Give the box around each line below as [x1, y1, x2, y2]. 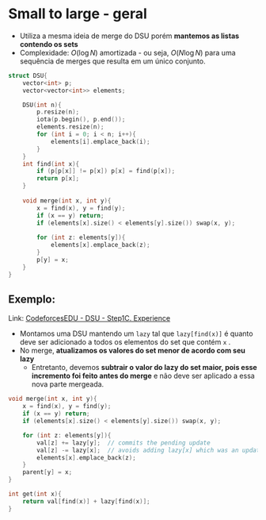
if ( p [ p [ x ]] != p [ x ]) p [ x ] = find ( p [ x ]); [36, 168, 176, 175]
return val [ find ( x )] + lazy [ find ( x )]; [22, 497, 150, 505]
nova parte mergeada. [31, 379, 104, 389]
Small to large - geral [8, 5, 148, 23]
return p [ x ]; [36, 175, 80, 183]
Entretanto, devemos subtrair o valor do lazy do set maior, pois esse [31, 363, 257, 372]
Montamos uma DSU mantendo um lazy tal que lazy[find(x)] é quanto [19, 329, 253, 338]
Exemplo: [8, 292, 56, 306]
